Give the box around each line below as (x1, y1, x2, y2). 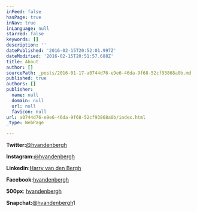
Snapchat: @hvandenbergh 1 (6, 199, 76, 207)
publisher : (6, 87, 34, 93)
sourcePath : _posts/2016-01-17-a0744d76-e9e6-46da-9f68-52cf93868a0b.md (6, 70, 192, 76)
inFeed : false (6, 8, 42, 15)
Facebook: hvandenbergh (6, 176, 69, 183)
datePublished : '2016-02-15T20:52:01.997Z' (6, 48, 117, 54)
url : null (11, 103, 36, 109)
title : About (6, 59, 39, 64)
